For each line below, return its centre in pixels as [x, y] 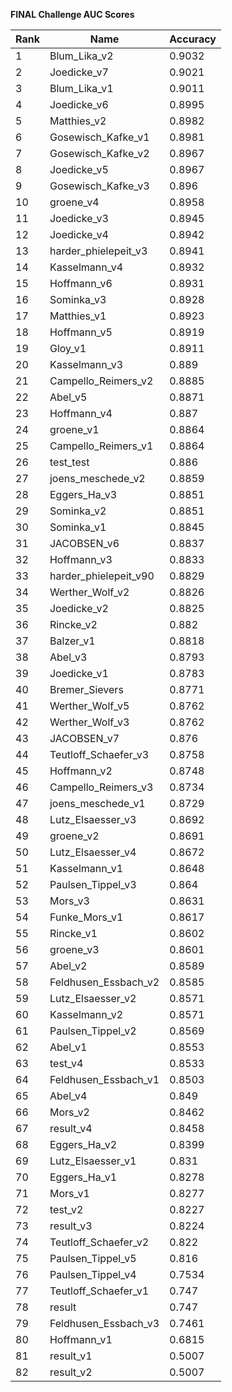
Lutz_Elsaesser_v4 [93, 852]
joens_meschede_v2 [97, 478]
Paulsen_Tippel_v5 [93, 1258]
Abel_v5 [68, 397]
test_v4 [66, 1063]
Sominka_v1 [78, 527]
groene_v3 [74, 949]
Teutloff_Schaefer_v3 [99, 754]
